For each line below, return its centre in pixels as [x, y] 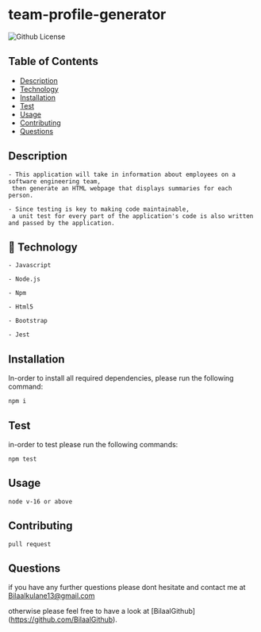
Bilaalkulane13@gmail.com [52, 596]
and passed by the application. [61, 223]
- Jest [19, 335]
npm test [23, 459]
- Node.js [25, 279]
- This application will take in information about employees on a [122, 174]
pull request [30, 544]
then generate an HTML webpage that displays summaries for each [122, 188]
